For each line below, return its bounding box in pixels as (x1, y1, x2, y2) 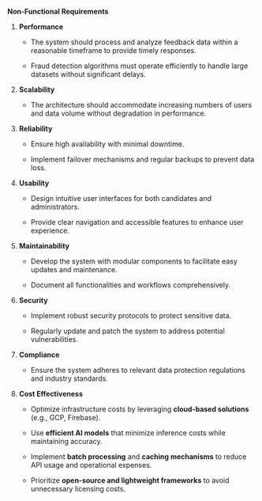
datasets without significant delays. (30, 70, 147, 78)
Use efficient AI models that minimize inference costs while (30, 428, 226, 438)
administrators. (30, 202, 80, 211)
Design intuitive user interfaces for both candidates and (30, 194, 212, 203)
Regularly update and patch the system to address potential (30, 326, 226, 336)
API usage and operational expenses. (30, 461, 152, 469)
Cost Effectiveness (18, 389, 84, 398)
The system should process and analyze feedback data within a (30, 37, 238, 47)
